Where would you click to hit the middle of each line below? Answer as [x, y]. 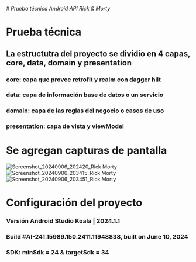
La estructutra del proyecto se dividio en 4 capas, [98, 54]
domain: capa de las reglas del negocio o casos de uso [85, 111]
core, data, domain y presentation [69, 63]
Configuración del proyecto [74, 203]
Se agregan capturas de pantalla [87, 151]
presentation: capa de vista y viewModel [65, 126]
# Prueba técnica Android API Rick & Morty [58, 8]
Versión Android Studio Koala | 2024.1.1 [63, 221]
